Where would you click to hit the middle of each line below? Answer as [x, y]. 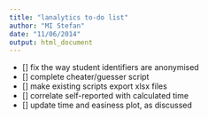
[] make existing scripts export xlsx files [95, 86]
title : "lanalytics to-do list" [69, 17]
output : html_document [51, 42]
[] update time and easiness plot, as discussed [107, 105]
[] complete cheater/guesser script [85, 77]
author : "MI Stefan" [47, 26]
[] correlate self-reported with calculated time [105, 96]
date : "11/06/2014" [45, 34]
